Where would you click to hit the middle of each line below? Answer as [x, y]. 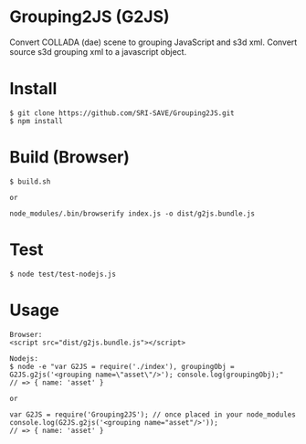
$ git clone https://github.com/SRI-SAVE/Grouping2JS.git [122, 113]
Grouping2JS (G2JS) [90, 17]
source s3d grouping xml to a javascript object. [98, 51]
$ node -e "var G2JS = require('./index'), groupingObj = [122, 366]
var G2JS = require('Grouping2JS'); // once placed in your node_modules [153, 414]
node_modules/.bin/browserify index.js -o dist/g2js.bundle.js [132, 213]
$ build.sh [30, 181]
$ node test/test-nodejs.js [63, 274]
